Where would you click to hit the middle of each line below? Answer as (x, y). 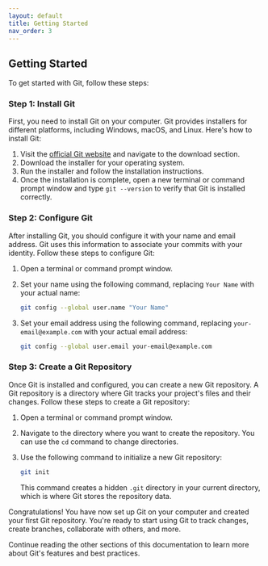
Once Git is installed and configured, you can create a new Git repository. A (134, 384)
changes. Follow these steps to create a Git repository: (99, 401)
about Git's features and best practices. (74, 553)
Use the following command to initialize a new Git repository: (121, 457)
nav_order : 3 (30, 31)
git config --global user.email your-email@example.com (116, 346)
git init (35, 472)
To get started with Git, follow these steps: (79, 83)
